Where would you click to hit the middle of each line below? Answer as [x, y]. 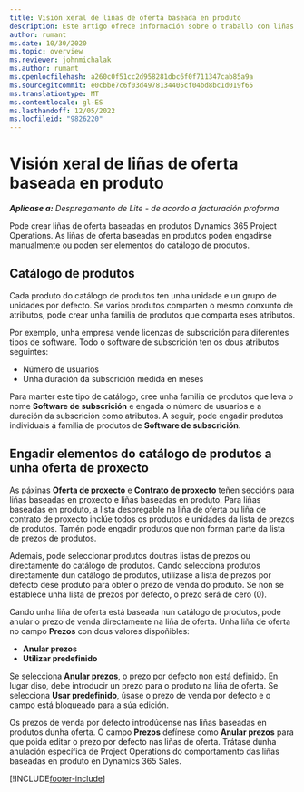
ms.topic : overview [46, 52]
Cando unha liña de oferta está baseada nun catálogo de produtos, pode [145, 611]
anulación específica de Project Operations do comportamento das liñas [144, 751]
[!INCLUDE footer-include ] [58, 778]
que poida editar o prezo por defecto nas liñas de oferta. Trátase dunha [143, 741]
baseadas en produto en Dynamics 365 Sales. [95, 761]
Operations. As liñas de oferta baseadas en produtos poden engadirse [141, 236]
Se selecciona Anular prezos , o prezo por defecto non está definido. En [144, 676]
